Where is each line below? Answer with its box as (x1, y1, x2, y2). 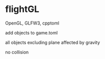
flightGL (5, 3, 39, 15)
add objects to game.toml (5, 29, 58, 35)
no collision (5, 49, 29, 55)
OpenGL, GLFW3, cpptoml (5, 20, 59, 26)
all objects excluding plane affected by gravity (5, 39, 100, 45)
